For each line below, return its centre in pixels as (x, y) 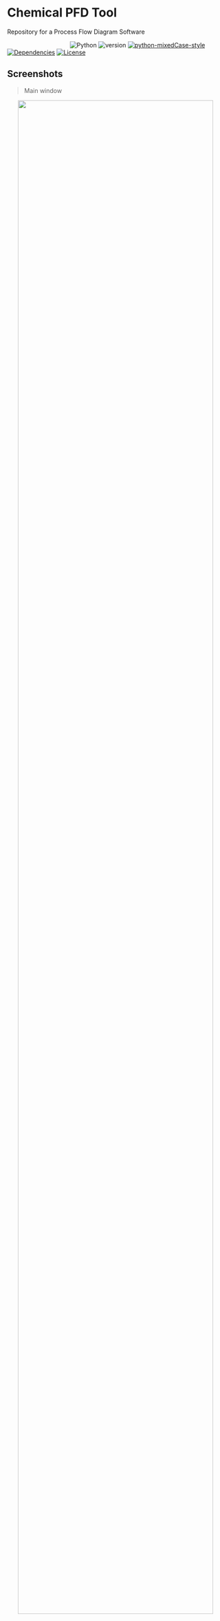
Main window (43, 90)
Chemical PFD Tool (62, 13)
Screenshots (35, 74)
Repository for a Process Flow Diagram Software (76, 32)
